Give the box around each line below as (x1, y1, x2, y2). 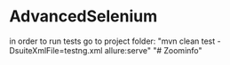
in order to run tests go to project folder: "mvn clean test (9, 36, 216, 46)
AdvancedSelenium (9, 6, 158, 27)
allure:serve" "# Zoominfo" (104, 45, 202, 55)
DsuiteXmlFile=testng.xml (9, 45, 103, 55)
